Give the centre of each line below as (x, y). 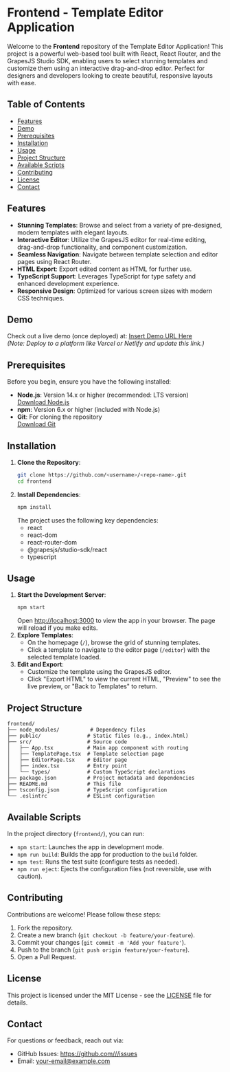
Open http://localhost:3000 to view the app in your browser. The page (116, 621)
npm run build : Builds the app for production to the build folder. (107, 854)
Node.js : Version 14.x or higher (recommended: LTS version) (103, 395)
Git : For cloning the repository (59, 417)
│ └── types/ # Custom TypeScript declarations (96, 772)
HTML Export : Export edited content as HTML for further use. (104, 269)
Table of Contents (46, 105)
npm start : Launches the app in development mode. (91, 846)
